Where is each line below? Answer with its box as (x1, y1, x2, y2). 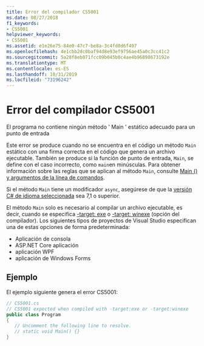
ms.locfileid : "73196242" (6, 77, 72, 83)
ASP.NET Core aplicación (15, 242, 79, 249)
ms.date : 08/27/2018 (6, 15, 59, 21)
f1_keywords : (6, 20, 39, 26)
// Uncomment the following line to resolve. (14, 323, 132, 329)
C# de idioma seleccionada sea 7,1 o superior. (6, 192, 120, 200)
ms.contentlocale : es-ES (6, 65, 69, 72)
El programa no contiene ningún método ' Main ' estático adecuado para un (6, 123, 195, 131)
